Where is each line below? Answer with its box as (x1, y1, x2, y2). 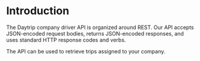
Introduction (6, 4, 70, 18)
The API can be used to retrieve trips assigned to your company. (6, 47, 166, 54)
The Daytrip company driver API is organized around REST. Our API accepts (6, 24, 194, 31)
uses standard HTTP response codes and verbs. (6, 36, 126, 43)
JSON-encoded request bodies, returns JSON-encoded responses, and (6, 30, 184, 37)
